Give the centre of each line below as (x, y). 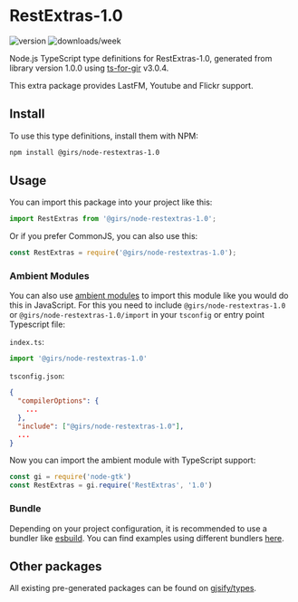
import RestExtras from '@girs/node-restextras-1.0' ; (113, 219)
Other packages (56, 566)
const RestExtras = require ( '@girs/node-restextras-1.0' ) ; (123, 253)
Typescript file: (38, 325)
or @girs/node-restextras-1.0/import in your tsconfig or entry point (137, 315)
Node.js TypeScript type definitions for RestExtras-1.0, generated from (141, 58)
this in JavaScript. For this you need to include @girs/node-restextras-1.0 (148, 305)
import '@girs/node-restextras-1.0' (78, 358)
